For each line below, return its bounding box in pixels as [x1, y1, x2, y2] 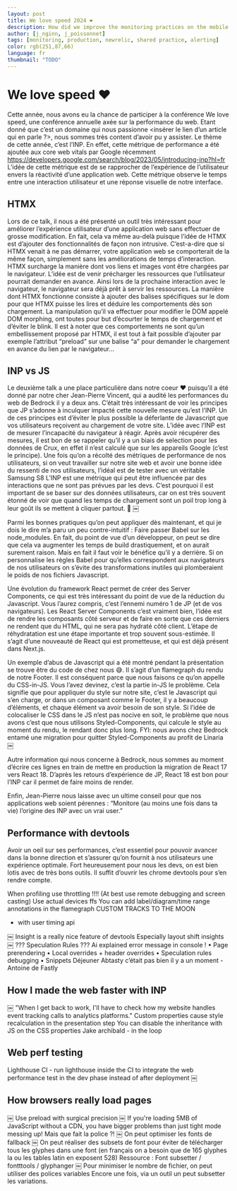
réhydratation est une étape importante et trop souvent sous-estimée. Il [7, 629, 215, 638]
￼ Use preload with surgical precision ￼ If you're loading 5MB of [7, 1113, 197, 1122]
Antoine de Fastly [7, 964, 59, 972]
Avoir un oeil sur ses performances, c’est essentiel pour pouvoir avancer [7, 846, 218, 855]
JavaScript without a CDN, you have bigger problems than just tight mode [7, 1121, 222, 1130]
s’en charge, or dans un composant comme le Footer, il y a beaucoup [7, 696, 208, 704]
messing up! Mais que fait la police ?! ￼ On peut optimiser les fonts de [7, 1130, 212, 1138]
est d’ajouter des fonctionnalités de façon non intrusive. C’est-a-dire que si [7, 239, 224, 248]
